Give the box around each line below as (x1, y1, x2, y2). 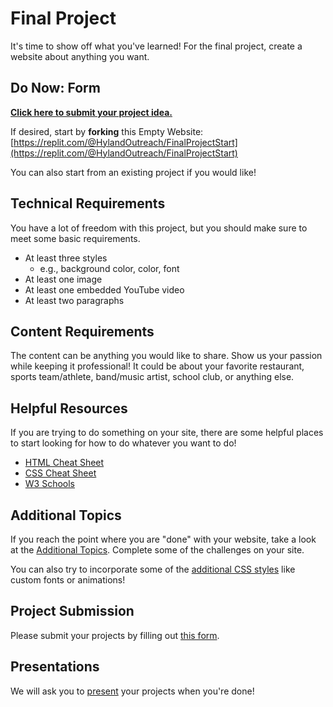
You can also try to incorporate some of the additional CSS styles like (10, 563, 296, 575)
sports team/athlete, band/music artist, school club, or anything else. (10, 371, 295, 383)
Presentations (10, 658, 100, 676)
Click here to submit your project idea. (10, 106, 173, 118)
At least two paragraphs (24, 294, 125, 306)
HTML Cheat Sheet (24, 457, 105, 469)
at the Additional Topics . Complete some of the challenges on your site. (10, 544, 305, 556)
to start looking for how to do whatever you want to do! (10, 437, 237, 449)
